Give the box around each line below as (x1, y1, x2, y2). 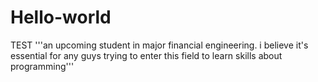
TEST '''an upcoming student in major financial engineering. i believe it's (10, 39, 309, 51)
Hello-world (10, 6, 112, 29)
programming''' (10, 60, 75, 72)
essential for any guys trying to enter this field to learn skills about (10, 49, 283, 61)
